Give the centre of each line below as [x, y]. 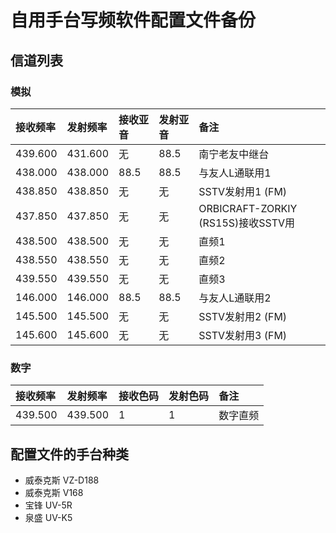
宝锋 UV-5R [48, 505]
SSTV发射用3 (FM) [243, 335]
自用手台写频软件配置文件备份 [133, 20]
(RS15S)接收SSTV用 [247, 223]
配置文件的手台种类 [69, 454]
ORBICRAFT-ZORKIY [248, 208]
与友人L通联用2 [235, 298]
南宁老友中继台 [234, 154]
